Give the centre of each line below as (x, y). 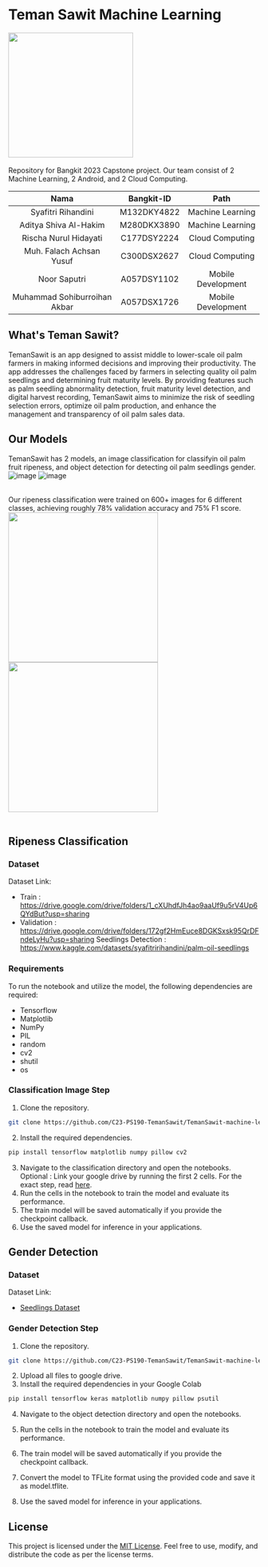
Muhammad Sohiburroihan (62, 297)
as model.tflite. (44, 1486)
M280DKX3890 (150, 225)
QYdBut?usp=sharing (55, 914)
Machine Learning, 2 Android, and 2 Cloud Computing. (98, 178)
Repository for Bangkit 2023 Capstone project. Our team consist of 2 (121, 170)
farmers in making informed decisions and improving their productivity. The (132, 363)
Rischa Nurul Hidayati (62, 237)
